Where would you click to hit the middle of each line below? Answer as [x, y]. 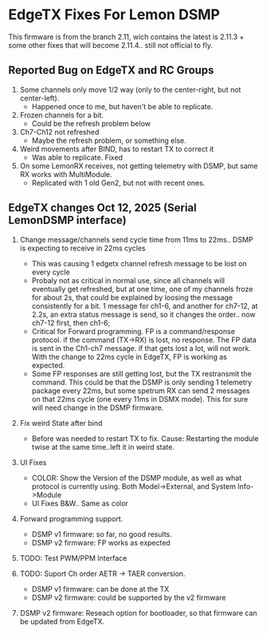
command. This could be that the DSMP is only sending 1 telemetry [142, 382]
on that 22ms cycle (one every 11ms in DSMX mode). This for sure [140, 399]
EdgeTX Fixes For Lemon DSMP [114, 15]
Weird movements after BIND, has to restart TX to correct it [117, 148]
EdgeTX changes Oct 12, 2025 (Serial [102, 208]
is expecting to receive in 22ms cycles [82, 248]
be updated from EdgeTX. [62, 621]
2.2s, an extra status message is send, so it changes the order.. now [143, 314]
